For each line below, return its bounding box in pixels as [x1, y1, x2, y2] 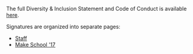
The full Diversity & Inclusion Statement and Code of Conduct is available [6, 5, 187, 12]
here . [6, 11, 19, 19]
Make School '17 [14, 41, 56, 48]
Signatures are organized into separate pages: [6, 23, 121, 30]
